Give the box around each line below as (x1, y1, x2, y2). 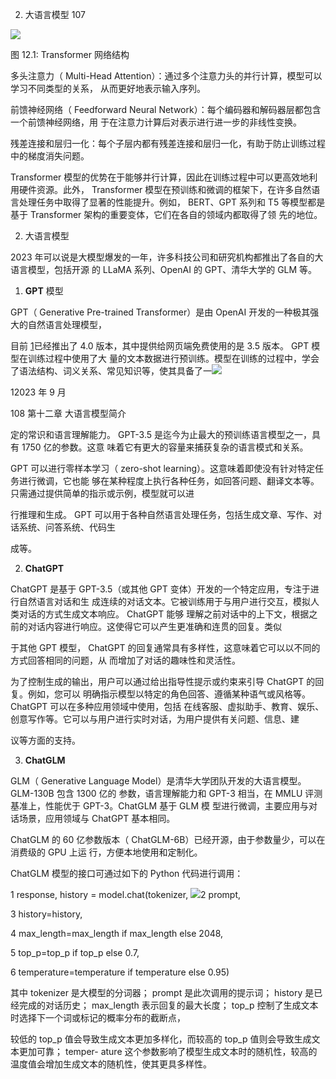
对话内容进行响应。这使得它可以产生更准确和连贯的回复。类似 (27, 621, 282, 632)
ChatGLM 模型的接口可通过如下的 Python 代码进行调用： (10, 868, 244, 879)
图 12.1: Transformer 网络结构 (10, 49, 130, 60)
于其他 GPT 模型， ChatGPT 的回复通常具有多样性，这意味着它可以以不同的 (10, 642, 321, 653)
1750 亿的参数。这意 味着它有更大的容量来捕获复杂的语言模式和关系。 (21, 441, 309, 453)
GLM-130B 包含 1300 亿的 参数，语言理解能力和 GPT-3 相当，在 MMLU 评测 (10, 788, 323, 799)
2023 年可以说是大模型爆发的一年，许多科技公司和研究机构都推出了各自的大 (10, 251, 324, 263)
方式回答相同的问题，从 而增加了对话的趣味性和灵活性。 (10, 654, 241, 666)
